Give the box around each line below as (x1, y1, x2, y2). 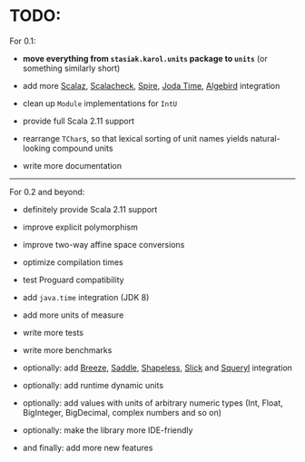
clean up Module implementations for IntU (22, 97, 178, 109)
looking (22, 143, 51, 153)
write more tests (22, 327, 84, 338)
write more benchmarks (22, 344, 113, 355)
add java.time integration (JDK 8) (22, 291, 150, 302)
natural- (250, 133, 280, 143)
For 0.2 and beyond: (9, 186, 85, 197)
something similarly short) (22, 63, 121, 74)
